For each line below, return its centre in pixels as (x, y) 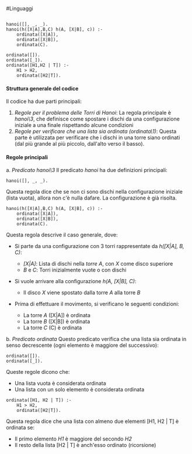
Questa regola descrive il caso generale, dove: (62, 235)
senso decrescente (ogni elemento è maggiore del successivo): (82, 345)
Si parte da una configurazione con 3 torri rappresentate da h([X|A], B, (100, 246)
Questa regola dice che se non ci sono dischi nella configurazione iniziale (94, 192)
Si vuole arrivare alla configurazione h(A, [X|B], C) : (75, 281)
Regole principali (27, 157)
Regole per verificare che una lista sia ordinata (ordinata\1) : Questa (95, 132)
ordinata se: (20, 428)
